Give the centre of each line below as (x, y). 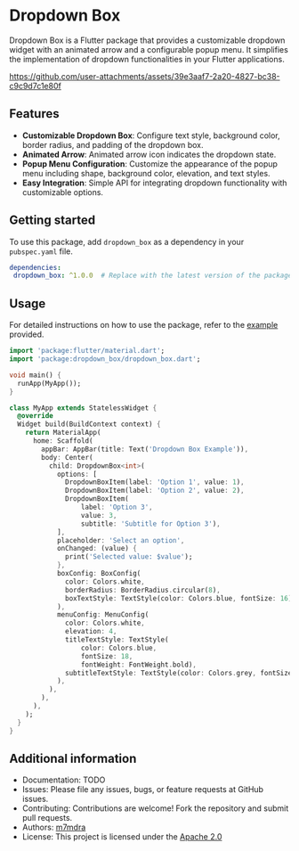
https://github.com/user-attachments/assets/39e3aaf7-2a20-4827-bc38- (145, 76)
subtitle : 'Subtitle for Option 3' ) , (150, 524)
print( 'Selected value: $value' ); (129, 557)
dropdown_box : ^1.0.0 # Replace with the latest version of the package (153, 276)
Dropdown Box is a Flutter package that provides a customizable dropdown (147, 40)
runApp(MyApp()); (49, 383)
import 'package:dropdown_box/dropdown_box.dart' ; (105, 359)
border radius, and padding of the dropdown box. (113, 144)
